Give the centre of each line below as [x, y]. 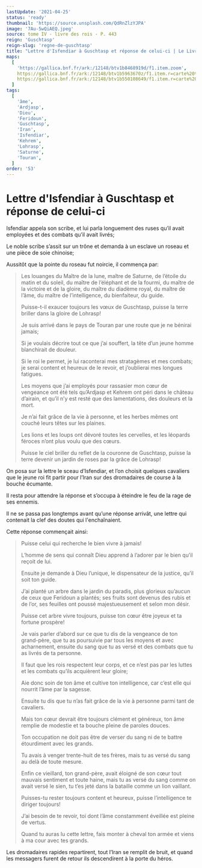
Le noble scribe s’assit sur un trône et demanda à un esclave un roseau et [98, 246]
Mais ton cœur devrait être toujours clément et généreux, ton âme [103, 719]
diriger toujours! [41, 804]
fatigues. [32, 374]
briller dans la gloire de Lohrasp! [61, 314]
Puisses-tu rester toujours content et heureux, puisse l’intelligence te [106, 798]
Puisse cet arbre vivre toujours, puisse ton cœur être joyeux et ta [101, 616]
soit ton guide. [39, 580]
